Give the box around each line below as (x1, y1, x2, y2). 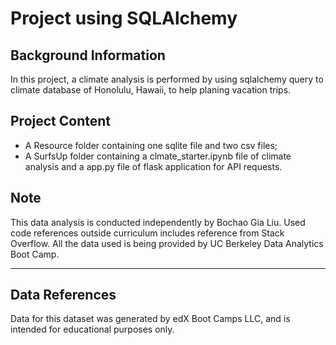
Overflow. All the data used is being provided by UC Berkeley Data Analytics (10, 237, 324, 249)
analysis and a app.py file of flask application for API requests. (24, 160, 283, 172)
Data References (10, 287, 117, 304)
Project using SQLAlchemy (10, 7, 238, 30)
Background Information (10, 47, 166, 64)
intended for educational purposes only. (10, 323, 175, 336)
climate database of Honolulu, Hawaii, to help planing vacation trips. (10, 84, 292, 96)
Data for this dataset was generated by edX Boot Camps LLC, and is (10, 313, 291, 325)
